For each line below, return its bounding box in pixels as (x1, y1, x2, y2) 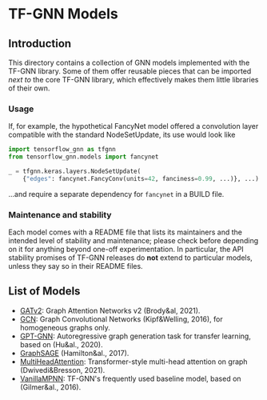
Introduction (8, 37, 72, 50)
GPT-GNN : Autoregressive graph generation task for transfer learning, (19, 331, 252, 341)
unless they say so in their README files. (8, 262, 143, 271)
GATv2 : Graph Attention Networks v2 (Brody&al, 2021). (19, 306, 201, 315)
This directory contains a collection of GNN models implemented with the (8, 58, 250, 67)
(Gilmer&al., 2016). (19, 382, 82, 392)
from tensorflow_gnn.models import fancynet (8, 153, 159, 161)
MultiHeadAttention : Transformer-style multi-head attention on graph (19, 357, 248, 366)
